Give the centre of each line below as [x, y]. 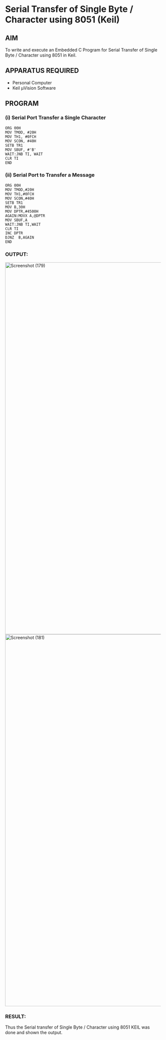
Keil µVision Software [34, 88]
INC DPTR [14, 233]
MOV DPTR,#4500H [22, 211]
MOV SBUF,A [16, 220]
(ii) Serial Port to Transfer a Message [50, 175]
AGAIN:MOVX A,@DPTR [25, 216]
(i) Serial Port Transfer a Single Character [56, 118]
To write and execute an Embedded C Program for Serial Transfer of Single [81, 50]
